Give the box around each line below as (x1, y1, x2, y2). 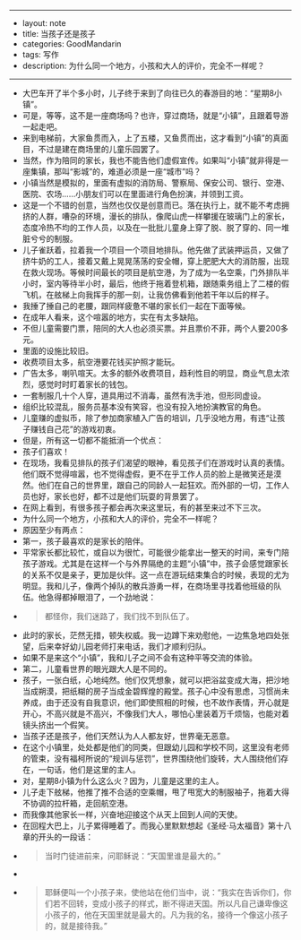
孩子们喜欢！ (21, 446, 70, 457)
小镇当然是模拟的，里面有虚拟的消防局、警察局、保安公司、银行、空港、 (21, 177, 289, 188)
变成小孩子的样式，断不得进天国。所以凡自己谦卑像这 (91, 898, 288, 909)
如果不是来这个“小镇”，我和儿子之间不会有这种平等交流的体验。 (21, 652, 258, 663)
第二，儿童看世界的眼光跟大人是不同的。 (21, 664, 172, 674)
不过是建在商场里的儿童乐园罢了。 (38, 144, 164, 154)
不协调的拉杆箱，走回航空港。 (21, 798, 133, 808)
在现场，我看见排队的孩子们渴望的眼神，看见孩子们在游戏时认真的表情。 (21, 458, 289, 468)
